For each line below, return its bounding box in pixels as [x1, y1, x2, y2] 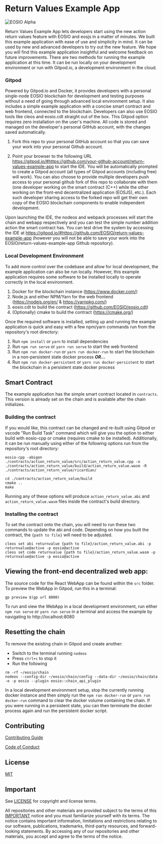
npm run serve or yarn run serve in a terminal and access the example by [5, 608, 152, 614]
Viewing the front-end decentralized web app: [5, 568, 148, 576]
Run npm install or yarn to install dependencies [12, 338, 109, 344]
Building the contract [5, 414, 56, 421]
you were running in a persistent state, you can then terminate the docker [5, 702, 152, 708]
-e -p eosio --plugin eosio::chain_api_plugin [5, 679, 101, 683]
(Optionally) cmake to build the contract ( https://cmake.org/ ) [12, 309, 134, 315]
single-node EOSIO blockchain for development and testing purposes [5, 93, 145, 99]
